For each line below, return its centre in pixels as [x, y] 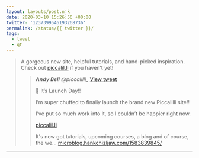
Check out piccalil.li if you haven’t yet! [67, 67]
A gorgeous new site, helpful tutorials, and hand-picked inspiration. [103, 61]
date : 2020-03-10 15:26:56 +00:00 [49, 17]
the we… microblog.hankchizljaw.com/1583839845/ [99, 143]
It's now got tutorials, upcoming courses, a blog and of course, [112, 136]
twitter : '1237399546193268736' [46, 22]
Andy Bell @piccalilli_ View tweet [76, 79]
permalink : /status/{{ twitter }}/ [50, 28]
